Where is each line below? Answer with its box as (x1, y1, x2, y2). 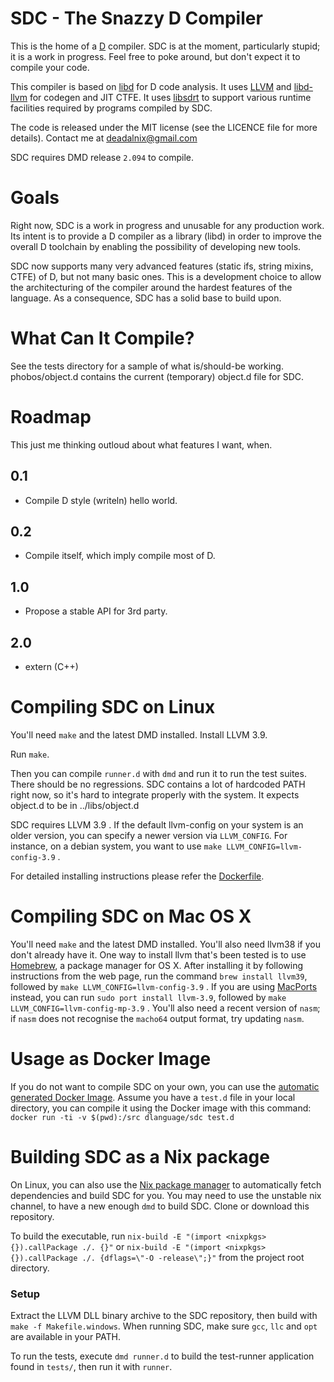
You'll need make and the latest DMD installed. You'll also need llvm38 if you (10, 938, 322, 950)
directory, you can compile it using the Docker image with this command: (10, 1102, 312, 1114)
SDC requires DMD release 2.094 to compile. (10, 151, 194, 163)
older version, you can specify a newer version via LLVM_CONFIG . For (10, 829, 288, 841)
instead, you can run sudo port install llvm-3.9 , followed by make (10, 991, 287, 1003)
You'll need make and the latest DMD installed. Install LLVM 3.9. (10, 728, 268, 741)
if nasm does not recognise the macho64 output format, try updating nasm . (10, 1012, 305, 1024)
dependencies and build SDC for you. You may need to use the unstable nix (10, 1189, 322, 1201)
